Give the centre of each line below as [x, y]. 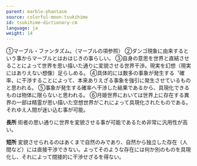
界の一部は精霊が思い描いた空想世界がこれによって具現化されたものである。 [98, 102]
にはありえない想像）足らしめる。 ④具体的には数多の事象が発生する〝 [93, 73]
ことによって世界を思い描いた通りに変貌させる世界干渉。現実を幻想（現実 [101, 66]
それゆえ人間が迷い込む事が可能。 [47, 110]
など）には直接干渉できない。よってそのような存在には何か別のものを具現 [101, 150]
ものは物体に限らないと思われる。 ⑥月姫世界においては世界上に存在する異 [98, 95]
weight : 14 [19, 34]
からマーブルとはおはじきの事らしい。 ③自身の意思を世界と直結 [100, 58]
